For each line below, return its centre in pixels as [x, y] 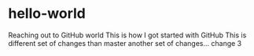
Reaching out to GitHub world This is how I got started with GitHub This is [127, 35]
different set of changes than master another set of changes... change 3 [125, 43]
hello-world [47, 14]
